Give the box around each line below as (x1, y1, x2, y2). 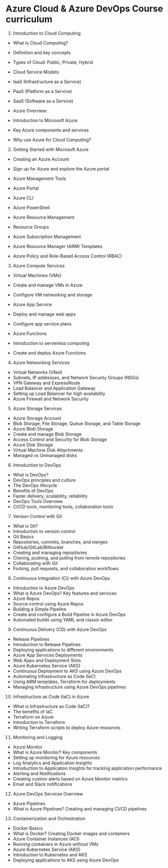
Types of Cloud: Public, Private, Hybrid (12, 59, 93, 65)
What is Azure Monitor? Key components (12, 749, 97, 755)
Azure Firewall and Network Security (12, 395, 89, 401)
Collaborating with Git (12, 560, 58, 566)
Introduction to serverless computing (12, 340, 89, 346)
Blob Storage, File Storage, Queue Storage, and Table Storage (12, 420, 141, 426)
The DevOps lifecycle (12, 482, 57, 488)
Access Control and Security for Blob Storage (12, 436, 107, 442)
